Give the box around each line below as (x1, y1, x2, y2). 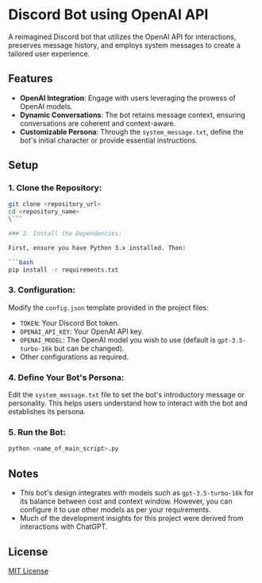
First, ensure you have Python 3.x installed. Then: (8, 244, 187, 252)
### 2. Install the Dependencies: (8, 229, 123, 238)
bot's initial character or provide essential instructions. (19, 135, 198, 145)
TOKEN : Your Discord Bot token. (19, 318, 120, 327)
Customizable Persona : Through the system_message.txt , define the (19, 127, 244, 136)
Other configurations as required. (19, 352, 129, 362)
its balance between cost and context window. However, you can (19, 496, 233, 507)
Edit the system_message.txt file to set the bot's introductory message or (8, 390, 245, 400)
